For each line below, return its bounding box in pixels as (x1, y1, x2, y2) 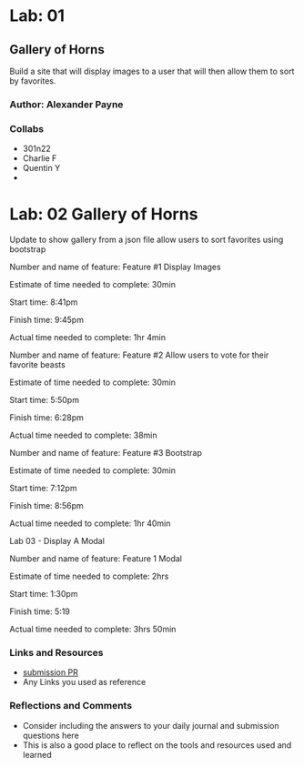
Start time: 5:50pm (9, 395, 80, 406)
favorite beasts (9, 359, 66, 370)
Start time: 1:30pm (9, 589, 78, 600)
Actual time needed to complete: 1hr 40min (9, 518, 171, 529)
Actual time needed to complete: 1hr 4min (9, 332, 167, 343)
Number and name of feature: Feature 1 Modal (9, 553, 183, 564)
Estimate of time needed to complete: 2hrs (9, 570, 169, 582)
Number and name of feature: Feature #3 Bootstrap (9, 448, 203, 459)
